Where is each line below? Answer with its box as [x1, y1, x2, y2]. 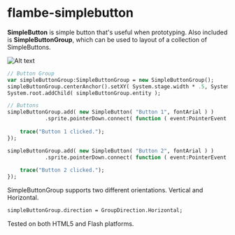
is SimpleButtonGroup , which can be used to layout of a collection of [7, 35, 208, 43]
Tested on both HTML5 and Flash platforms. [7, 219, 134, 228]
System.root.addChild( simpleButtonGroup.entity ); [7, 90, 161, 97]
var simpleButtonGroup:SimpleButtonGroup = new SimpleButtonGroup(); [7, 76, 215, 83]
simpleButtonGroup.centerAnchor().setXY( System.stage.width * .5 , [7, 83, 208, 90]
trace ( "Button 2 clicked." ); [20, 166, 105, 174]
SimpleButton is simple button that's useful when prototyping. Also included [7, 28, 228, 36]
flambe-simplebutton [7, 5, 134, 21]
